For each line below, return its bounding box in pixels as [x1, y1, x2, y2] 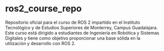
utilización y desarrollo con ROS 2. [5, 40, 76, 46]
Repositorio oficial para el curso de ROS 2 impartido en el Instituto [5, 19, 140, 25]
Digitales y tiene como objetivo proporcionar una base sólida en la [5, 35, 141, 41]
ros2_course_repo [5, 3, 82, 14]
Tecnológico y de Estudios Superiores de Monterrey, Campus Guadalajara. [5, 24, 158, 30]
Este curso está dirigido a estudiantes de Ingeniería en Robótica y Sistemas [5, 30, 160, 36]
